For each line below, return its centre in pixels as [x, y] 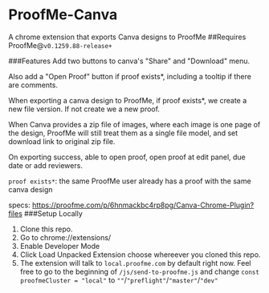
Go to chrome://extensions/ [65, 237]
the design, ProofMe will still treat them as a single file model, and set [123, 133]
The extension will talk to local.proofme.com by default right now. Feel [135, 263]
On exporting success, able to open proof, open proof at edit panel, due [127, 157]
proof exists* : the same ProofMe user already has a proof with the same [130, 181]
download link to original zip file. [62, 141]
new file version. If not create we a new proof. [84, 109]
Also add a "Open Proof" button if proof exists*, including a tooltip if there [130, 76]
